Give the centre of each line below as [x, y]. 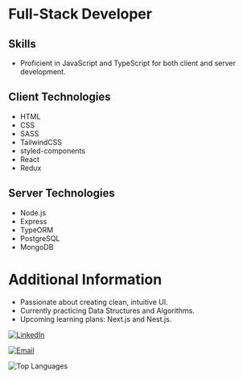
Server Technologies [62, 193]
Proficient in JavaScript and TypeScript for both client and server [128, 63]
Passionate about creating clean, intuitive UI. [94, 302]
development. [43, 72]
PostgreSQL [40, 238]
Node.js [33, 212]
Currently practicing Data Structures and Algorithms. [107, 310]
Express [33, 221]
